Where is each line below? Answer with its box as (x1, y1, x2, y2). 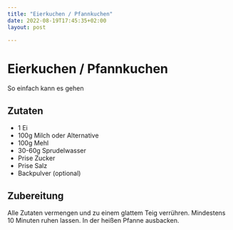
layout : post (7, 23, 46, 31)
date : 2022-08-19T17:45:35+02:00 (7, 17, 107, 24)
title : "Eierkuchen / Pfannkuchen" (7, 10, 113, 18)
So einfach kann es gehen (7, 84, 84, 93)
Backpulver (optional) (17, 169, 81, 178)
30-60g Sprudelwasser (17, 147, 87, 155)
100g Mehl (17, 139, 49, 147)
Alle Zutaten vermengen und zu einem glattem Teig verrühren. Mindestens (7, 208, 226, 217)
